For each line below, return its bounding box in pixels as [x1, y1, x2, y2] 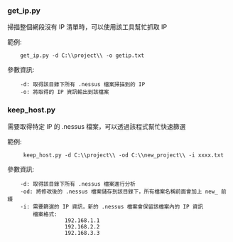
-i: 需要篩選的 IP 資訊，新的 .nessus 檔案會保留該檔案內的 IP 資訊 [20, 203, 204, 210]
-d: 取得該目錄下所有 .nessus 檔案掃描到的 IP [20, 81, 146, 88]
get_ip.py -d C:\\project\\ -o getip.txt [20, 52, 144, 59]
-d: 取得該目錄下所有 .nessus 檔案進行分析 [20, 180, 136, 187]
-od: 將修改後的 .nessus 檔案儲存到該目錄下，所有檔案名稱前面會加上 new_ [20, 188, 218, 195]
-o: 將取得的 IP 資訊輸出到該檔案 [20, 88, 109, 96]
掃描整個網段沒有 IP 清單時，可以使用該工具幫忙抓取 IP [7, 23, 168, 31]
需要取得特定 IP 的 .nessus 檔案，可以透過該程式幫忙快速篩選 [7, 122, 186, 130]
